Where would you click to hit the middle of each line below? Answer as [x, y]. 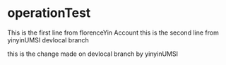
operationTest [49, 13]
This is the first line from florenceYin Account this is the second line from [113, 32]
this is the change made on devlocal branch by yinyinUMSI [93, 54]
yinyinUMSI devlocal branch [48, 40]
